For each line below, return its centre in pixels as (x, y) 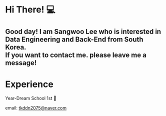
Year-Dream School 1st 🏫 (31, 98)
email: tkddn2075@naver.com (36, 107)
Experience (29, 84)
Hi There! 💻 (30, 10)
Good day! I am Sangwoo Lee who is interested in (83, 31)
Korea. (16, 47)
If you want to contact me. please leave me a (76, 55)
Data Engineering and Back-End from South (74, 39)
